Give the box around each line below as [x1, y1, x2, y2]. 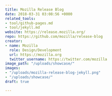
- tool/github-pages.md [5, 20, 53, 26]
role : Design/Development [9, 48, 62, 52]
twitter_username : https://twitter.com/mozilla [9, 57, 108, 62]
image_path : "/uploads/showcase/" [5, 61, 75, 66]
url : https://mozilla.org [9, 52, 62, 57]
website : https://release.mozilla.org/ [5, 30, 86, 34]
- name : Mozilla [5, 43, 38, 48]
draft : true [5, 79, 29, 84]
